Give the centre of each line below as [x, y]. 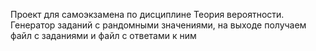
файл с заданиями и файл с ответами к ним [103, 35]
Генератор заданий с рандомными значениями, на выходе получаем [158, 25]
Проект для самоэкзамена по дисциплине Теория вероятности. [147, 14]
